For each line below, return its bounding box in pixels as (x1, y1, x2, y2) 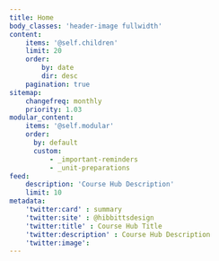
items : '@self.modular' (25, 122, 115, 131)
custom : (32, 146, 63, 155)
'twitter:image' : (25, 239, 91, 248)
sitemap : (9, 88, 42, 97)
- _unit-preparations (48, 163, 130, 172)
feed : (9, 171, 30, 180)
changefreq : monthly (25, 96, 102, 106)
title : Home (9, 13, 54, 22)
